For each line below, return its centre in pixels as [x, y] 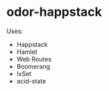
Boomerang [33, 66]
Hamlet [27, 52]
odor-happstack [54, 12]
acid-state [31, 81]
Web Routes [34, 59]
